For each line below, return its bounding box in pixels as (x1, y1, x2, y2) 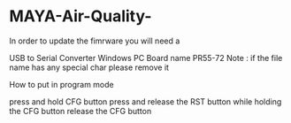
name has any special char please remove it (9, 62, 170, 73)
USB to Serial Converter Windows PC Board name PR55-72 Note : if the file (9, 52, 283, 63)
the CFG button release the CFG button (9, 105, 152, 116)
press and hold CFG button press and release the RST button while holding (9, 96, 282, 107)
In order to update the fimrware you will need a (9, 35, 180, 46)
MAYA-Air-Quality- (9, 6, 152, 27)
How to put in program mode (9, 79, 114, 89)
